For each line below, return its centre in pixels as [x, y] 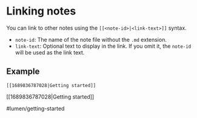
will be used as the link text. [50, 52]
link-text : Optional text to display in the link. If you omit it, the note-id [103, 46]
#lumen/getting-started [35, 108]
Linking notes [41, 11]
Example [23, 72]
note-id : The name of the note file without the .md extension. [91, 39]
